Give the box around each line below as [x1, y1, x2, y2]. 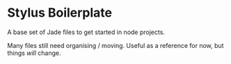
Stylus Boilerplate [7, 5, 113, 21]
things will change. [7, 49, 61, 57]
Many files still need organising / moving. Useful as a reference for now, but [7, 41, 224, 49]
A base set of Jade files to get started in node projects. [7, 28, 166, 36]
